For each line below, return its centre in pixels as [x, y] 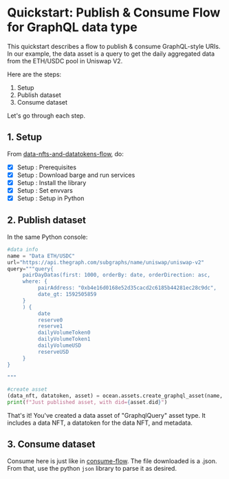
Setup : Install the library [52, 182]
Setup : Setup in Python [51, 198]
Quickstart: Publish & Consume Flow [114, 13]
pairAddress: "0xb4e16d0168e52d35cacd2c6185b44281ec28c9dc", [127, 288]
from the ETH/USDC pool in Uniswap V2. [65, 61]
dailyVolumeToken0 [64, 333]
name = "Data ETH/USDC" [41, 256]
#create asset [28, 390]
